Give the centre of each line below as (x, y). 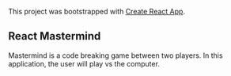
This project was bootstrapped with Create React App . (97, 11)
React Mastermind (55, 36)
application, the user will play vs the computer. (84, 63)
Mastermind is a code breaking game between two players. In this (116, 55)
